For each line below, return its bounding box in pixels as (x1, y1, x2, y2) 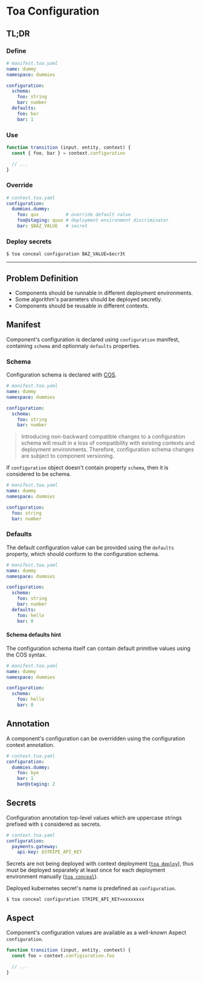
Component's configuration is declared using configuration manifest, (6, 335, 180, 343)
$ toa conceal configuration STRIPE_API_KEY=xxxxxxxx (6, 896, 145, 903)
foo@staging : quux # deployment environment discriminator (17, 217, 169, 224)
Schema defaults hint (6, 631, 62, 638)
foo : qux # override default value (17, 212, 131, 218)
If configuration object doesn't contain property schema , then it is (6, 464, 169, 471)
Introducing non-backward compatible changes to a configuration (21, 433, 185, 440)
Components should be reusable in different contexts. (14, 302, 149, 310)
